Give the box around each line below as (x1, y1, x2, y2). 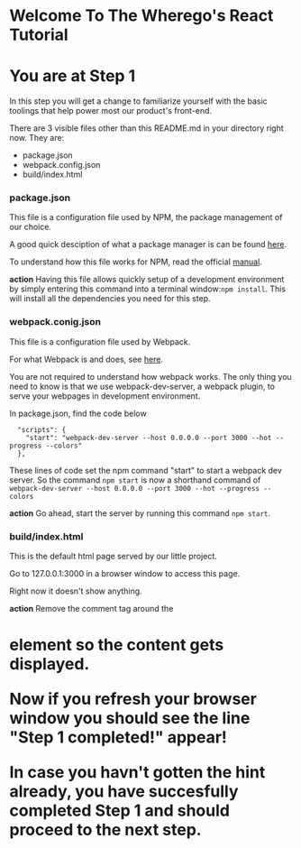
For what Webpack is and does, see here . (9, 354, 164, 364)
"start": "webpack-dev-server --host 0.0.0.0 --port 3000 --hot (25, 433, 272, 442)
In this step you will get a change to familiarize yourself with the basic (9, 96, 268, 106)
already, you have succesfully (9, 781, 239, 802)
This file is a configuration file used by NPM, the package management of (9, 212, 283, 223)
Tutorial (9, 24, 69, 45)
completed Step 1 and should (9, 800, 230, 821)
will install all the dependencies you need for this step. (9, 293, 211, 304)
